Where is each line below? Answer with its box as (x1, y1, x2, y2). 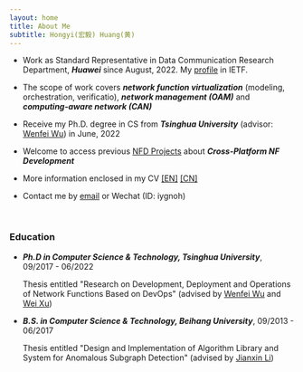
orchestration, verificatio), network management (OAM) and (22, 91, 251, 102)
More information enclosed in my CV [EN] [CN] (22, 173, 198, 184)
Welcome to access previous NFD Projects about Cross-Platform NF (22, 146, 280, 157)
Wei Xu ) (22, 298, 52, 309)
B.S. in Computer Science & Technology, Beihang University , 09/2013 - (22, 315, 295, 326)
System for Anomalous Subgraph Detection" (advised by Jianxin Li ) (22, 352, 274, 363)
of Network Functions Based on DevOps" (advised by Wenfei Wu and (22, 288, 282, 299)
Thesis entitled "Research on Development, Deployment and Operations (22, 278, 291, 290)
